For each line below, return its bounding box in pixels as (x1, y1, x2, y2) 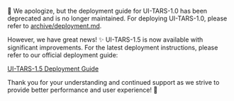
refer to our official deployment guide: (7, 51, 118, 59)
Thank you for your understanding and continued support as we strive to (7, 78, 220, 86)
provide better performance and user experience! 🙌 (7, 85, 158, 94)
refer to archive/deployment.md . (7, 22, 102, 30)
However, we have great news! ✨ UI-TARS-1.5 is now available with (7, 35, 204, 44)
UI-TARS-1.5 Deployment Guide (7, 64, 99, 73)
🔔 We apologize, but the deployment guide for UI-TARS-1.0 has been (7, 7, 208, 15)
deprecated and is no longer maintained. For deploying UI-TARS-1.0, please (7, 14, 228, 23)
